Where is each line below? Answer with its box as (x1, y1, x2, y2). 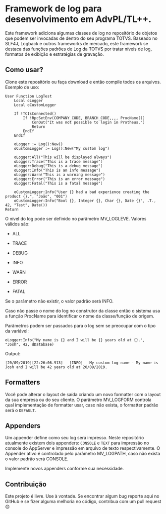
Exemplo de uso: (5, 84, 40, 90)
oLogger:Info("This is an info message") (14, 168, 101, 173)
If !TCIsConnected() (14, 111, 56, 116)
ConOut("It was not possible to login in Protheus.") (31, 120, 145, 125)
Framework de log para (5, 3, 102, 14)
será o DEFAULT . (5, 407, 36, 413)
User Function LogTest (5, 94, 52, 99)
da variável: (5, 328, 29, 334)
